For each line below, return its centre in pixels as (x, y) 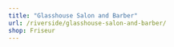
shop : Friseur (32, 30)
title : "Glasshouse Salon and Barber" (73, 16)
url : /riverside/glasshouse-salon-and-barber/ (87, 23)
